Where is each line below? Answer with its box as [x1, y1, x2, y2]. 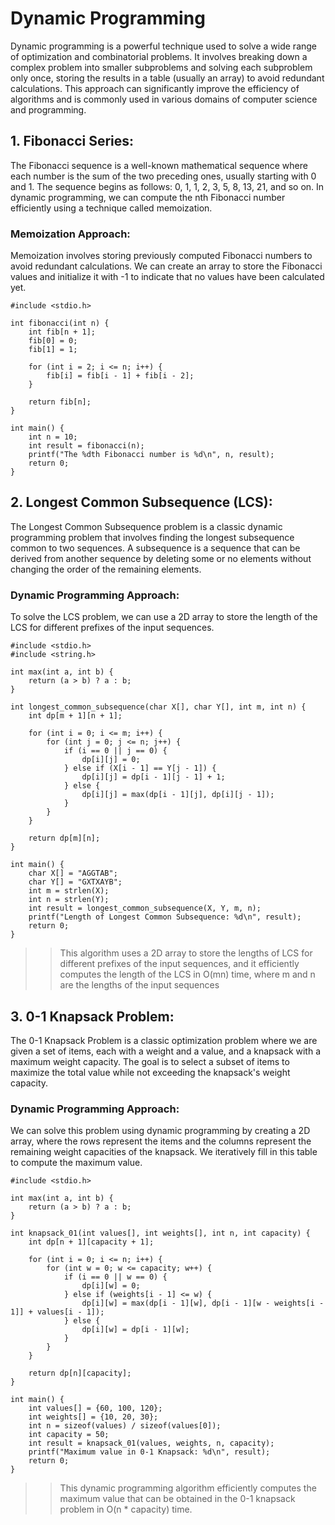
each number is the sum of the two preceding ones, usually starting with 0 [10, 170, 317, 182]
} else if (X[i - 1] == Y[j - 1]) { [63, 763, 217, 774]
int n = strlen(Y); [28, 895, 110, 905]
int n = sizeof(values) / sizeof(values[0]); [28, 1421, 222, 1431]
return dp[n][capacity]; [28, 1368, 132, 1379]
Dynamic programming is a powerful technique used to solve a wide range [10, 40, 318, 52]
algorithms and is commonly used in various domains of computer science [10, 93, 318, 105]
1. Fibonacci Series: [10, 133, 135, 150]
